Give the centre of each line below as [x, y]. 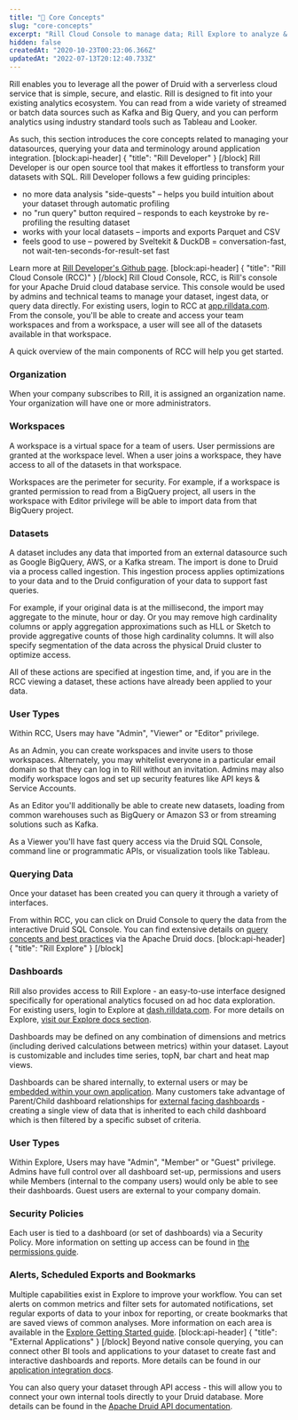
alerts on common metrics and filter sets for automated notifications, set [141, 1304]
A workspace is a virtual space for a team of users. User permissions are [142, 445]
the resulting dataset [92, 222]
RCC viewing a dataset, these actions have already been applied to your [141, 681]
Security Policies [47, 1213]
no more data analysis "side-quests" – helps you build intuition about [148, 194]
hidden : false [35, 42]
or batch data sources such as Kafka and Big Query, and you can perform [144, 112]
